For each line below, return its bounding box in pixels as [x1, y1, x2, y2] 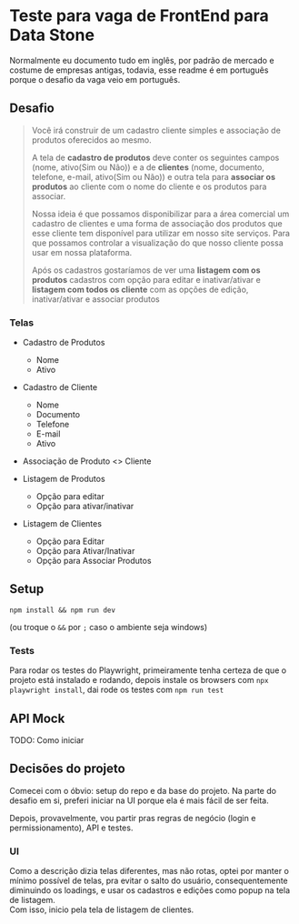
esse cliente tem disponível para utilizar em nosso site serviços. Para [31, 227, 291, 238]
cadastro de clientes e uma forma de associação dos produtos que [31, 217, 284, 228]
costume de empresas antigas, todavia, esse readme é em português [9, 65, 269, 75]
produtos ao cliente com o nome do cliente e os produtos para [31, 181, 267, 192]
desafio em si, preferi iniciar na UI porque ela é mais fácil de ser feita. [9, 795, 270, 806]
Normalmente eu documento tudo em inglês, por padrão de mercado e [9, 55, 274, 65]
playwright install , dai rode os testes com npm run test [9, 684, 224, 696]
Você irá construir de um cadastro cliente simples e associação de [31, 125, 282, 136]
